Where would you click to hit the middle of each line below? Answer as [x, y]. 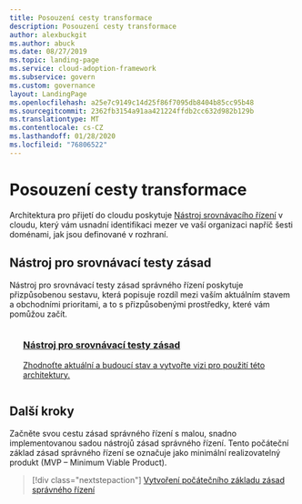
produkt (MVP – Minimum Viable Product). [88, 462]
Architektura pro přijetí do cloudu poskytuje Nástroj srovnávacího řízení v [146, 215]
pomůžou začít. [39, 314]
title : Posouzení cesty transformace [81, 18]
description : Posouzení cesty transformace [93, 26]
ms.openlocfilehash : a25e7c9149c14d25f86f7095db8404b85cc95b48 [132, 102]
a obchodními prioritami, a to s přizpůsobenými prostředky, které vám [140, 304]
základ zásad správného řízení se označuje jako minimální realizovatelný [145, 452]
